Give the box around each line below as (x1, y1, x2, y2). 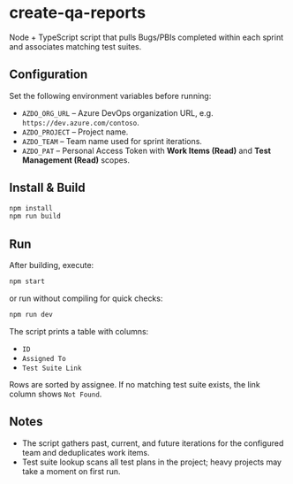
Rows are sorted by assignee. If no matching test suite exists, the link (9, 379, 260, 389)
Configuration (9, 67, 88, 82)
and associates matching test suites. (9, 41, 142, 51)
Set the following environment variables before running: (9, 90, 212, 101)
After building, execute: (9, 260, 94, 271)
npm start (9, 277, 46, 286)
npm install (9, 204, 53, 212)
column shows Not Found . (9, 388, 102, 399)
